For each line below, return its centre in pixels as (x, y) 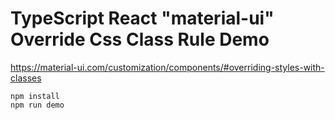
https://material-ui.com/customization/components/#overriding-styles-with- (167, 67)
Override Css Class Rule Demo (140, 39)
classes (26, 78)
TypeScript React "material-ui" (142, 18)
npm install (35, 96)
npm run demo (37, 105)
